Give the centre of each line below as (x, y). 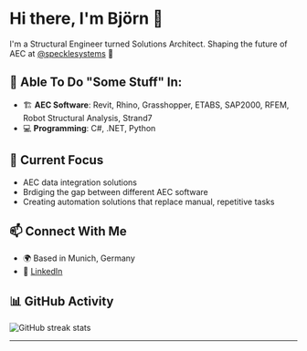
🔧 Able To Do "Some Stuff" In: (96, 83)
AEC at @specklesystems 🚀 (62, 53)
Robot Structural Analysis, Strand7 (87, 118)
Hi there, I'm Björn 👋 (86, 19)
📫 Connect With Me (69, 231)
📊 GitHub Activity (62, 301)
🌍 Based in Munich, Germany (79, 258)
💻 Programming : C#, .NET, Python (89, 128)
